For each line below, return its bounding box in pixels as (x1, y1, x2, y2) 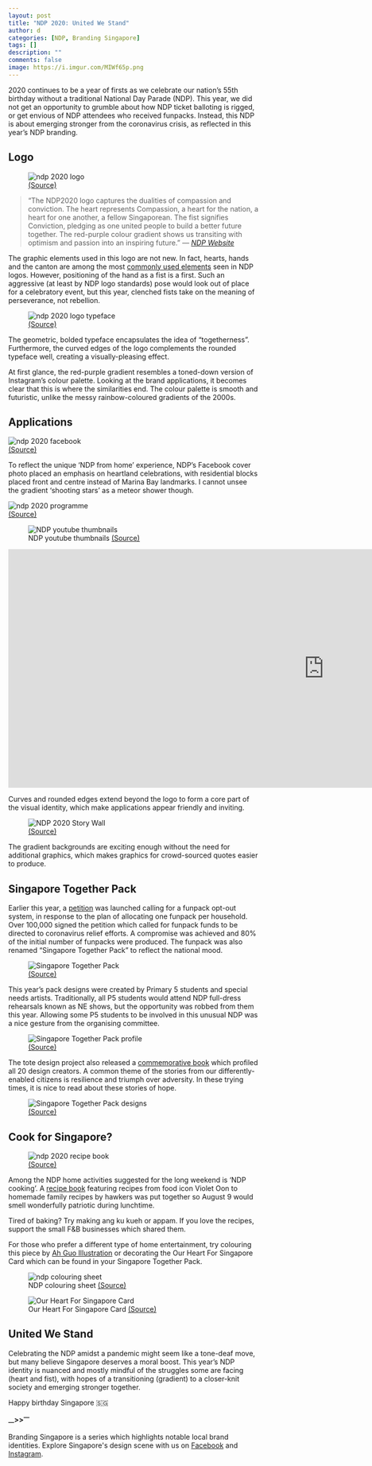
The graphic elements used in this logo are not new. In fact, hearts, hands (8, 253, 249, 262)
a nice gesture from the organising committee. (8, 1019, 161, 1029)
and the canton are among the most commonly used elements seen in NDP (8, 262, 254, 271)
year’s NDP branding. (8, 127, 78, 137)
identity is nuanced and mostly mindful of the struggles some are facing (8, 1365, 244, 1375)
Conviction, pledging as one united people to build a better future (27, 220, 242, 231)
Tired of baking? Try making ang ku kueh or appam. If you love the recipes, (8, 1216, 254, 1225)
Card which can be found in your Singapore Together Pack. (8, 1257, 203, 1266)
